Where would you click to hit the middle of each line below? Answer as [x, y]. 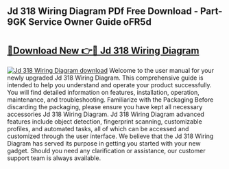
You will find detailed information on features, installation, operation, [104, 92]
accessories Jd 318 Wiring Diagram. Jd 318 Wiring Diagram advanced [106, 114]
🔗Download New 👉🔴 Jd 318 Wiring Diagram [103, 50]
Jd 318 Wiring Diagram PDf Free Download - [103, 11]
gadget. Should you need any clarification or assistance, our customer [106, 151]
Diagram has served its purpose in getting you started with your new [104, 143]
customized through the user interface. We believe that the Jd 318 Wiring [110, 136]
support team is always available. [54, 158]
